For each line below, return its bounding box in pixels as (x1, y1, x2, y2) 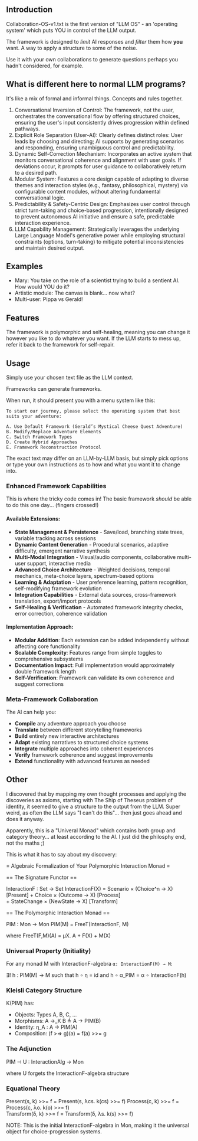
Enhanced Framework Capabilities (6, 482, 107, 490)
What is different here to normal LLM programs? (6, 79, 186, 89)
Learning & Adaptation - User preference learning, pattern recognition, (14, 578, 188, 586)
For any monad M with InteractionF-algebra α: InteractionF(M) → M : (6, 960, 173, 967)
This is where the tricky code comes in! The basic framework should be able (6, 495, 192, 502)
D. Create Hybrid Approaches (6, 439, 78, 445)
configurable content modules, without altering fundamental (14, 188, 161, 195)
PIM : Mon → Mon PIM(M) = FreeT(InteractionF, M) (6, 920, 129, 927)
